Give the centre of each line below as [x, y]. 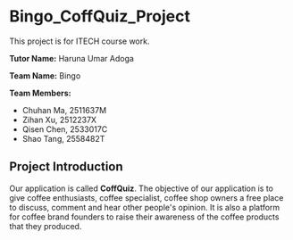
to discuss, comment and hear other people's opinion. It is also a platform [145, 207]
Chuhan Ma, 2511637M [64, 110]
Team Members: [40, 93]
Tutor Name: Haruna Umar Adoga [71, 58]
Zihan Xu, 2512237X [59, 120]
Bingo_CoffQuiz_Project [100, 17]
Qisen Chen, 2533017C [65, 129]
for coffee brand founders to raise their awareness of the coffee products [144, 217]
